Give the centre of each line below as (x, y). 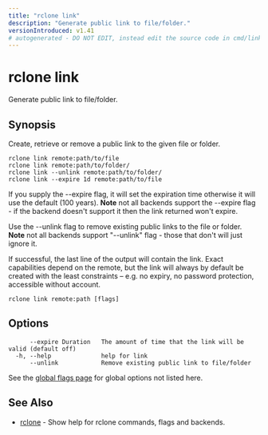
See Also (31, 403)
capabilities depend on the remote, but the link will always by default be (126, 267)
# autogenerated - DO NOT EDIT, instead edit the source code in (119, 38)
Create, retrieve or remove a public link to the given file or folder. (114, 144)
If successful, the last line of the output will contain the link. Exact (116, 259)
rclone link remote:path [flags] (64, 299)
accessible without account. (55, 285)
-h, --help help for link (82, 356)
